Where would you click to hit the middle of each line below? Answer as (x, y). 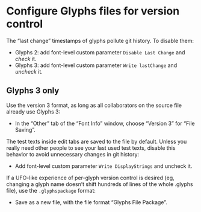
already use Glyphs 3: (33, 111)
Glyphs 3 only (33, 91)
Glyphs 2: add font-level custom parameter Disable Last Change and (100, 52)
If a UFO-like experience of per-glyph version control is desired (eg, (90, 178)
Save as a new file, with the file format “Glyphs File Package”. (91, 202)
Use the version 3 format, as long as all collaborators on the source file (94, 105)
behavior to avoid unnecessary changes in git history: (73, 154)
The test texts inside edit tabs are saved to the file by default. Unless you (97, 141)
